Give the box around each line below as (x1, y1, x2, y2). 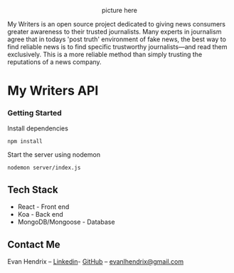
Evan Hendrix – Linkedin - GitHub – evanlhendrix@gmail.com (7, 257, 184, 266)
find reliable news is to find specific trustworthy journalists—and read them (7, 43, 228, 51)
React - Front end (17, 202, 70, 211)
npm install (7, 138, 43, 145)
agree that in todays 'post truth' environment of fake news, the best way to (7, 35, 226, 43)
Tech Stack (7, 183, 58, 195)
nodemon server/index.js (7, 164, 81, 172)
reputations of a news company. (7, 58, 102, 66)
